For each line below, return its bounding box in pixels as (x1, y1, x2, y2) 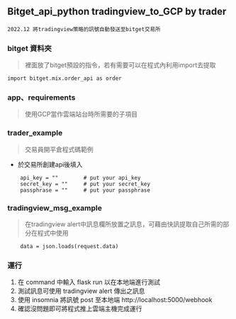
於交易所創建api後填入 (17, 160, 83, 168)
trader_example (7, 128, 63, 138)
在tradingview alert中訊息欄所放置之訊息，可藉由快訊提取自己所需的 (24, 220, 223, 228)
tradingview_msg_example (7, 203, 103, 213)
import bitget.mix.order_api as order (7, 75, 122, 82)
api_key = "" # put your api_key (20, 174, 141, 181)
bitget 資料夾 (7, 43, 52, 53)
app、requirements (7, 93, 76, 103)
